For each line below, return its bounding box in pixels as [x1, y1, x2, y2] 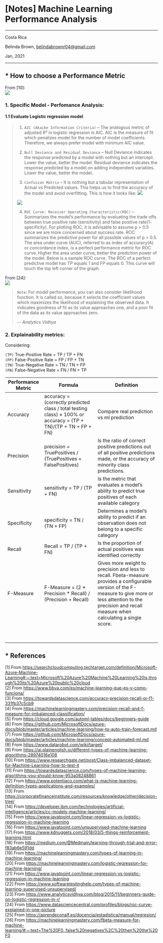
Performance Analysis [5, 14, 98, 25]
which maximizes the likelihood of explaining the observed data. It [16, 299, 149, 305]
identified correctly [98, 552, 141, 559]
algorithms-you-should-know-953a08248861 [5, 773, 96, 778]
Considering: [5, 342, 31, 348]
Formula [59, 382, 79, 389]
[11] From [5, 767, 23, 773]
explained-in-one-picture [5, 907, 56, 912]
